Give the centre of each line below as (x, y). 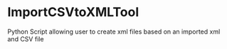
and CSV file (26, 38)
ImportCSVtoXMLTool (73, 12)
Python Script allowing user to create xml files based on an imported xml (114, 31)
